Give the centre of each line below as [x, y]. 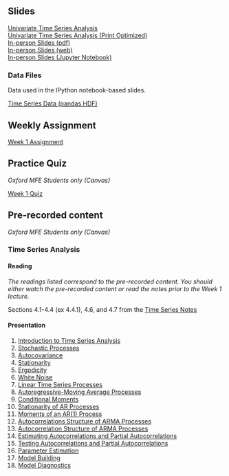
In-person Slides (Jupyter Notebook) [60, 57]
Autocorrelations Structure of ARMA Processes [85, 421]
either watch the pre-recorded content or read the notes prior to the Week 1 [115, 288]
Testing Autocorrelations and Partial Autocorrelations [93, 443]
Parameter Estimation [48, 450]
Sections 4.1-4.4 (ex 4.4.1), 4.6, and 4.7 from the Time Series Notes [102, 309]
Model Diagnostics [44, 465]
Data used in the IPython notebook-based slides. [77, 90]
